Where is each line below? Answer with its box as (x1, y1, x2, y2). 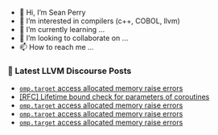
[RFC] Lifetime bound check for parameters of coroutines (19, 92, 210, 102)
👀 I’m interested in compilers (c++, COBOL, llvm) (19, 16, 180, 26)
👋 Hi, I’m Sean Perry (19, 8, 86, 17)
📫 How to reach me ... (19, 43, 94, 51)
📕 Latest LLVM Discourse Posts (7, 65, 132, 76)
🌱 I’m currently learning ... (19, 25, 105, 34)
